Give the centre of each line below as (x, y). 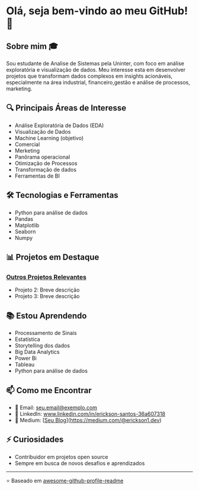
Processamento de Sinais (46, 333)
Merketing (27, 150)
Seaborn (25, 231)
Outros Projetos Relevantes (46, 277)
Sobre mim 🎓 (32, 46)
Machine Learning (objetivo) (49, 138)
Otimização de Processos (46, 163)
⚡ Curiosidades (35, 440)
